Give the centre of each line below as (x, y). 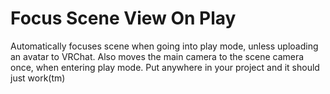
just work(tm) (38, 78)
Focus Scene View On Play (123, 18)
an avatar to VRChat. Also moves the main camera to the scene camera (157, 56)
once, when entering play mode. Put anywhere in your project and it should (165, 67)
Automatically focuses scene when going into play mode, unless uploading (164, 46)
